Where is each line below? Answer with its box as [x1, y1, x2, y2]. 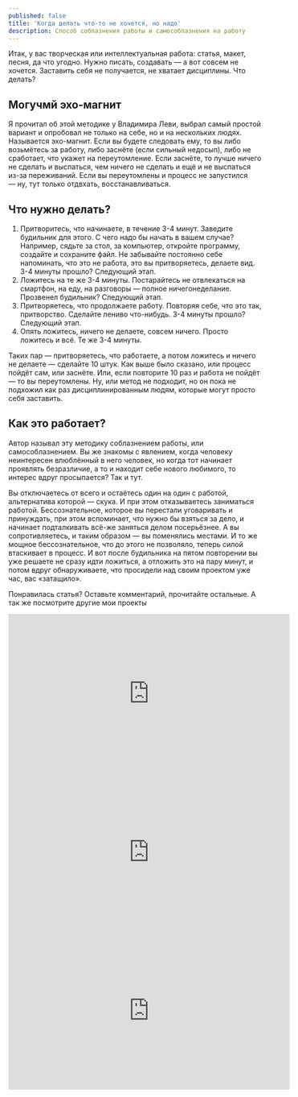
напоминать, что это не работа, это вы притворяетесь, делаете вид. [19, 259, 255, 267]
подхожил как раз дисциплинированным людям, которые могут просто [8, 385, 255, 395]
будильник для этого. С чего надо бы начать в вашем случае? [19, 233, 235, 242]
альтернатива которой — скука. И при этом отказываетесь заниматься [8, 496, 255, 506]
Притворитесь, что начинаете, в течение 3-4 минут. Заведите [19, 224, 233, 234]
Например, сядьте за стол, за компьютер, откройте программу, [19, 241, 241, 250]
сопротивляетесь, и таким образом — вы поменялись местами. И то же [8, 531, 258, 540]
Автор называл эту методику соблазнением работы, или [8, 438, 204, 448]
